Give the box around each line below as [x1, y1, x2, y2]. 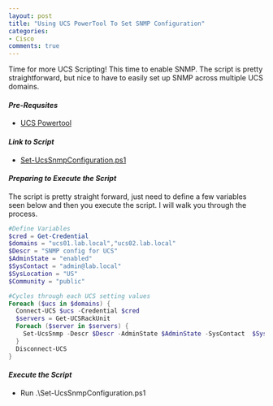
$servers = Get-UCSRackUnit [15, 314, 111, 323]
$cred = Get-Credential [8, 232, 89, 240]
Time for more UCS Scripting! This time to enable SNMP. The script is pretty [8, 64, 263, 74]
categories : [8, 27, 49, 35]
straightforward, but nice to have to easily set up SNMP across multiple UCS [8, 73, 264, 83]
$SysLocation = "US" [8, 270, 79, 278]
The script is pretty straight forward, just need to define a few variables [8, 192, 247, 201]
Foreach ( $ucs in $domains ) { [8, 300, 111, 308]
